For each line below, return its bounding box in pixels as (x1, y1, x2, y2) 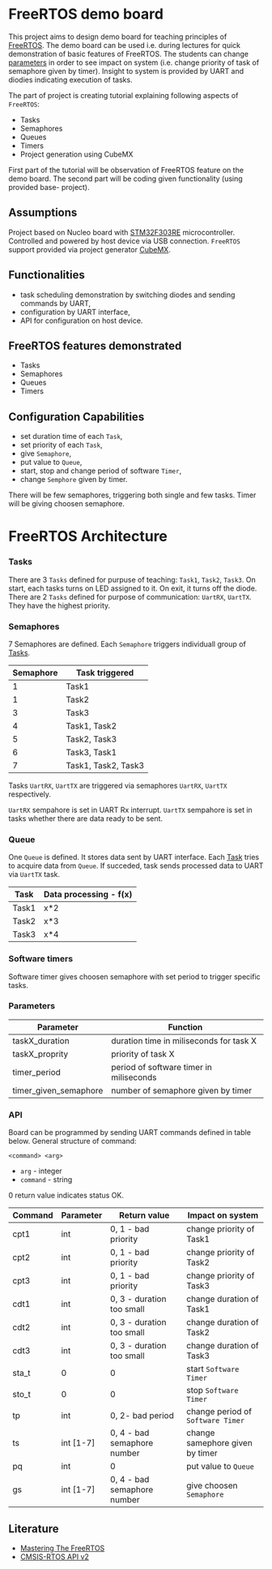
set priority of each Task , (19, 440, 103, 450)
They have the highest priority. (8, 600, 111, 610)
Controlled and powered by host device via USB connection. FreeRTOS (8, 236, 240, 246)
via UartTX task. (8, 870, 61, 879)
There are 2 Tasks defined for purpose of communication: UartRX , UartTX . (8, 591, 253, 601)
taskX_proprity (12, 1048, 69, 1060)
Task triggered (75, 667, 134, 678)
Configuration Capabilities (8, 410, 145, 423)
